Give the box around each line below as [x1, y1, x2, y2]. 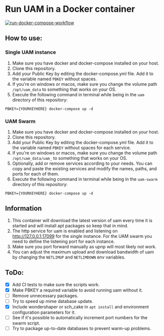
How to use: [5, 34, 43, 42]
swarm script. [12, 320, 40, 326]
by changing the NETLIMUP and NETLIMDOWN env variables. [12, 254, 126, 260]
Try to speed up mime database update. [12, 298, 93, 304]
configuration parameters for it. [12, 309, 76, 315]
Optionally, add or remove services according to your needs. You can [12, 160, 153, 166]
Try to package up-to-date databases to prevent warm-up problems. [12, 325, 151, 331]
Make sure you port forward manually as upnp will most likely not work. [12, 243, 157, 250]
